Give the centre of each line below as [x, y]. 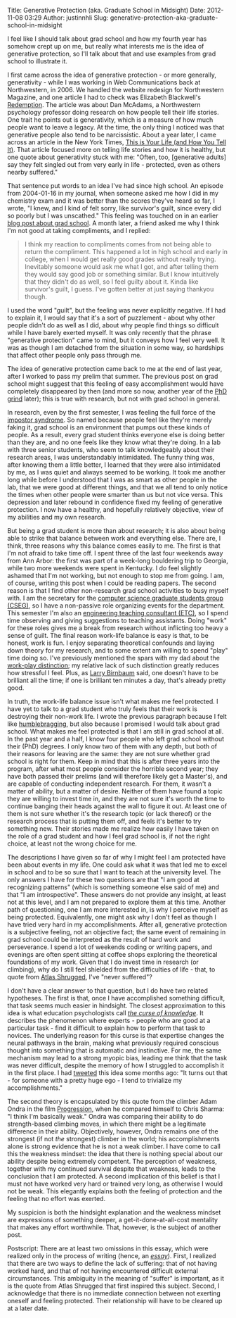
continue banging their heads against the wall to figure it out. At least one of [117, 806]
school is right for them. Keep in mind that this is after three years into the [113, 761]
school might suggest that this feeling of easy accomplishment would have [116, 384]
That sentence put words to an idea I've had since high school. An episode [115, 186]
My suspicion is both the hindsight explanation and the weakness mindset [114, 1212]
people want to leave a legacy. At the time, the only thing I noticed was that [116, 127]
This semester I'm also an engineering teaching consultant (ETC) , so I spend [118, 613]
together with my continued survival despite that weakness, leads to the [111, 1169]
